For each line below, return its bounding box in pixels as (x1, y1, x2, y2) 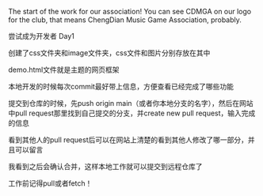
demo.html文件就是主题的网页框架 (8, 65, 120, 74)
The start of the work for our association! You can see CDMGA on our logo (8, 7, 252, 16)
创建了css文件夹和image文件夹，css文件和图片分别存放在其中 (8, 48, 211, 58)
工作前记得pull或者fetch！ (8, 179, 93, 188)
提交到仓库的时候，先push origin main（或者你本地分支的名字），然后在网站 (8, 99, 253, 107)
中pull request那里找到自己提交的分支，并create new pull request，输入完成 (8, 108, 256, 118)
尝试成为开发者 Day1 (8, 32, 75, 40)
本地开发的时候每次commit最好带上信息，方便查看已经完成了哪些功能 (8, 82, 234, 91)
